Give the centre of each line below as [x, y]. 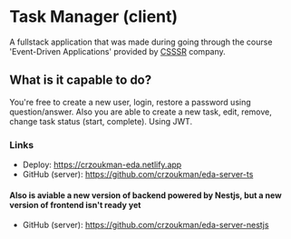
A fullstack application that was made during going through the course [141, 42]
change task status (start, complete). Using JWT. [101, 121]
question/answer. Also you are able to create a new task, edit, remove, [141, 112]
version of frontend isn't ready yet [75, 204]
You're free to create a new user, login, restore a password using [130, 102]
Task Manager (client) [94, 17]
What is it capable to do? [81, 80]
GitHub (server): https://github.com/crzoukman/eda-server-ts [138, 174]
